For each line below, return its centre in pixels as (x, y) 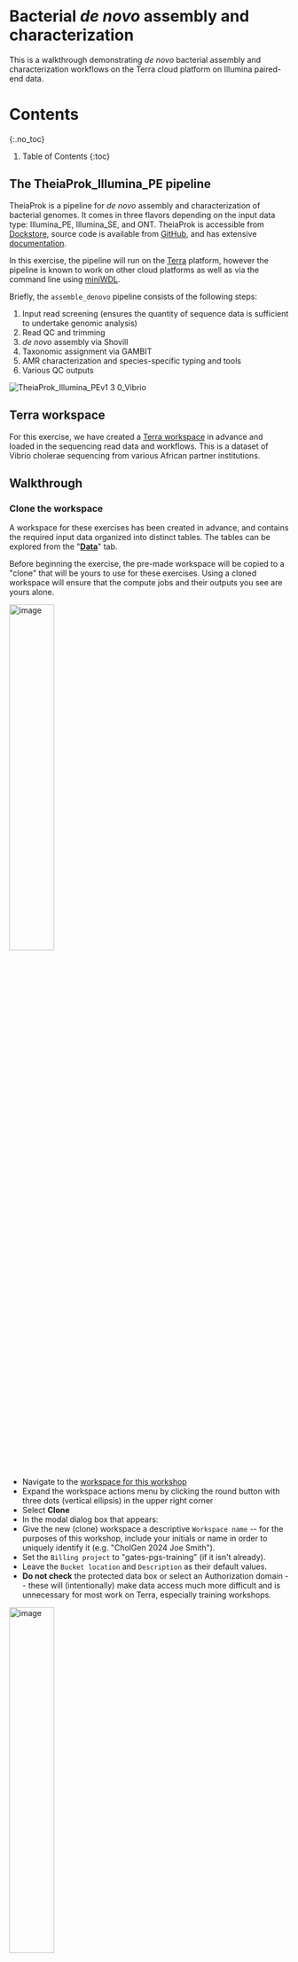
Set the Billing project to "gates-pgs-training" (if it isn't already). (144, 1558)
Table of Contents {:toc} (66, 156)
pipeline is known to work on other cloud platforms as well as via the (134, 270)
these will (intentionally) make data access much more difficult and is (154, 1586)
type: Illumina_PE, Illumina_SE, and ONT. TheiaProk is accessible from (137, 224)
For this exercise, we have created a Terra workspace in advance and (136, 436)
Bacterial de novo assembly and (129, 16)
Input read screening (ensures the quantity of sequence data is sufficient (155, 313)
